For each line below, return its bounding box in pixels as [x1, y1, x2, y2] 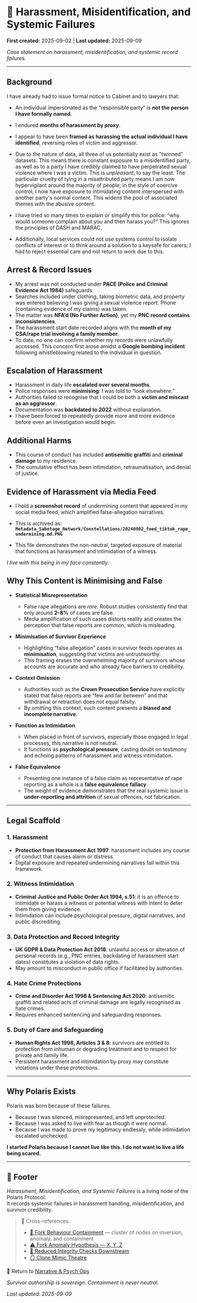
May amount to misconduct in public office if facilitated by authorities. [15, 965, 184, 972]
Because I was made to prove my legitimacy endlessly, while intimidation [15, 1126, 191, 1133]
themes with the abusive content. [15, 200, 96, 207]
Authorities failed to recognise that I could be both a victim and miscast [15, 394, 189, 401]
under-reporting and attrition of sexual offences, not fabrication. [23, 793, 182, 800]
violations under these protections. [15, 1064, 99, 1071]
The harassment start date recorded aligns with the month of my [15, 324, 172, 331]
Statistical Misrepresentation [15, 591, 88, 599]
